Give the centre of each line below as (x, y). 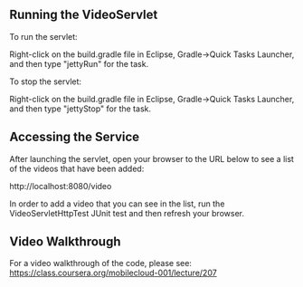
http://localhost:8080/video (61, 186)
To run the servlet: (44, 36)
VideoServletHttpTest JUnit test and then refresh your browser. (127, 213)
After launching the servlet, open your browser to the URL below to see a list (151, 158)
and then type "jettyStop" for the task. (80, 109)
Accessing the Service (75, 137)
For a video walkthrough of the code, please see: (101, 263)
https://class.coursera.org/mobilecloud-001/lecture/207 (113, 273)
